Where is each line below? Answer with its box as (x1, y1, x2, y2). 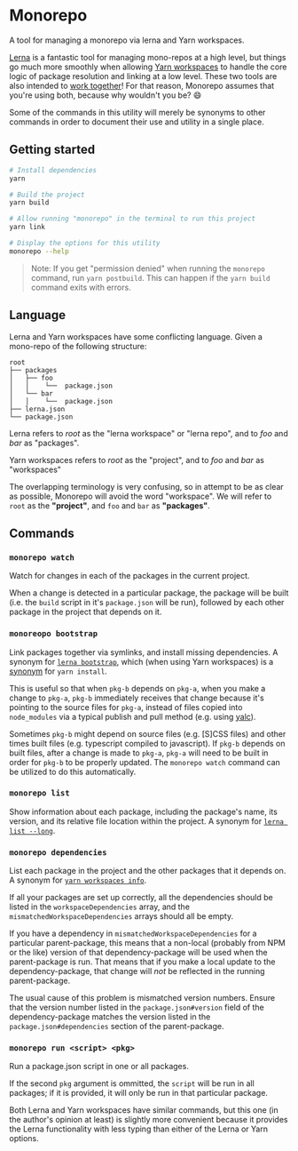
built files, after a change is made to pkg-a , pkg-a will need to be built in (9, 747, 269, 758)
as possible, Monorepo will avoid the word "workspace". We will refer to (9, 491, 272, 501)
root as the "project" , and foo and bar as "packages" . (9, 500, 210, 511)
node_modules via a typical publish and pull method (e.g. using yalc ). (9, 711, 256, 722)
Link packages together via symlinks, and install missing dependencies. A (9, 646, 278, 658)
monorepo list (9, 788, 70, 798)
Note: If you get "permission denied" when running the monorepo (30, 263, 266, 274)
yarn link (9, 223, 46, 232)
